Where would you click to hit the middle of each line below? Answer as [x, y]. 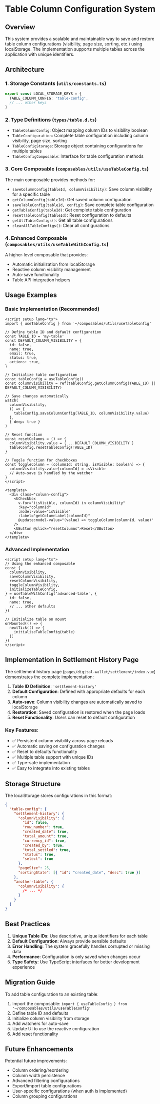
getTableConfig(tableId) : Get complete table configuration [72, 210]
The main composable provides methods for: [50, 180]
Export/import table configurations [47, 1086]
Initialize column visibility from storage [51, 1018]
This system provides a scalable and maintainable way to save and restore [80, 39]
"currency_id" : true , [45, 841]
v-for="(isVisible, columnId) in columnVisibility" [71, 503]
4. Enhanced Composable [36, 238]
